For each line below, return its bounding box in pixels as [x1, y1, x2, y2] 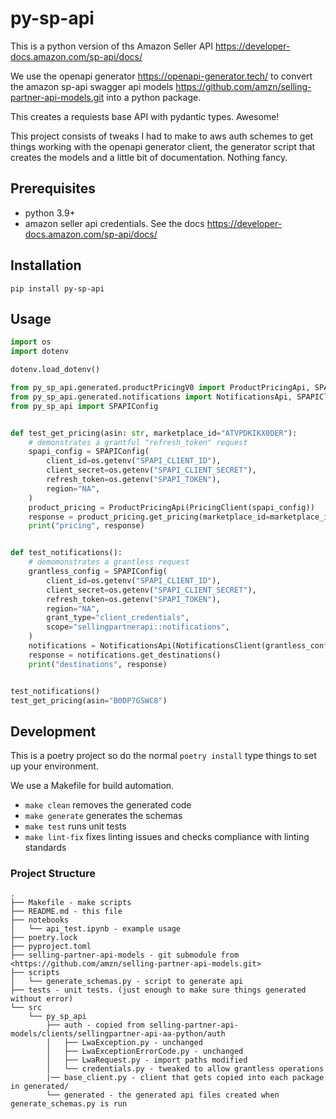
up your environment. [10, 760, 99, 772]
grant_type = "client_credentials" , [46, 613, 190, 623]
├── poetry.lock [10, 933, 78, 943]
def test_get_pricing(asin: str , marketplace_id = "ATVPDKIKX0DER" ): [10, 428, 298, 438]
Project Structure [10, 867, 96, 881]
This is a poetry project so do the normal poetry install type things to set [10, 750, 317, 762]
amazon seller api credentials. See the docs [24, 217, 205, 229]
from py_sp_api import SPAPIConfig [10, 401, 159, 411]
